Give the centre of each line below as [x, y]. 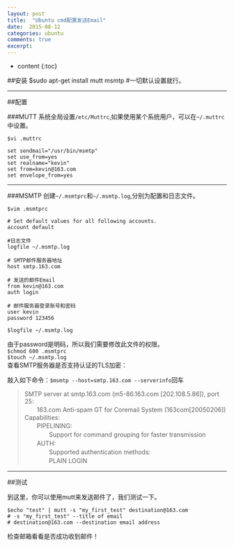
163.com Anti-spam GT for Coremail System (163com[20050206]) [131, 410]
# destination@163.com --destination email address [84, 523]
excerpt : [20, 46]
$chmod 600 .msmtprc [37, 351]
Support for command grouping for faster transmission [127, 435]
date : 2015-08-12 [34, 27]
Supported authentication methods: [100, 452]
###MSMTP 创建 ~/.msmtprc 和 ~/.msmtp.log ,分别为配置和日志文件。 [103, 196]
